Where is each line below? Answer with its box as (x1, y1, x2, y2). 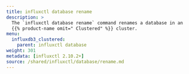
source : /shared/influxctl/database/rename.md (6, 58, 124, 64)
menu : (6, 31, 20, 37)
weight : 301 (6, 48, 36, 54)
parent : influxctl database (17, 42, 87, 48)
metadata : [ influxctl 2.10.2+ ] (6, 53, 84, 59)
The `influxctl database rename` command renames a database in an (11, 20, 184, 26)
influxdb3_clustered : (11, 36, 66, 42)
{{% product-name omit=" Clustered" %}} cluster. (11, 25, 138, 32)
